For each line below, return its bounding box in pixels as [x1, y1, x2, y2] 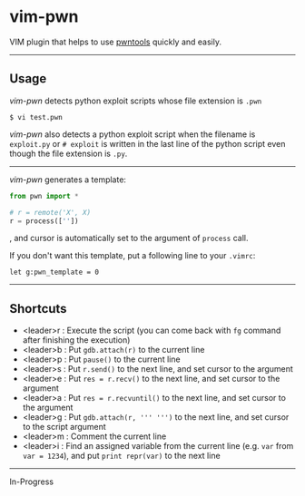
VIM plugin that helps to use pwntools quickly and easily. [9, 36, 222, 47]
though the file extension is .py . [9, 148, 128, 159]
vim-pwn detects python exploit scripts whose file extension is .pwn [9, 95, 262, 106]
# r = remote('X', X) [9, 208, 92, 217]
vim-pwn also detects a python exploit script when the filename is [9, 129, 256, 140]
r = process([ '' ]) [9, 216, 79, 226]
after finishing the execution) [22, 335, 131, 345]
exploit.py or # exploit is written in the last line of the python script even [9, 138, 286, 149]
